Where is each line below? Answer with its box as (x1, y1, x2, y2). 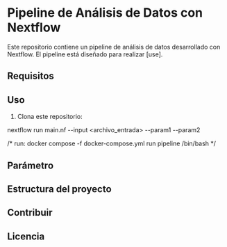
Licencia (7, 230, 45, 242)
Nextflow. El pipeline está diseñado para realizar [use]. (7, 50, 163, 58)
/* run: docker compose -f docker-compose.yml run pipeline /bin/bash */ (7, 139, 217, 148)
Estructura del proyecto (7, 183, 112, 195)
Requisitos (7, 70, 54, 82)
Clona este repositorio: (17, 113, 83, 121)
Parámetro (7, 159, 54, 171)
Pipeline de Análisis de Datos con (7, 5, 203, 21)
